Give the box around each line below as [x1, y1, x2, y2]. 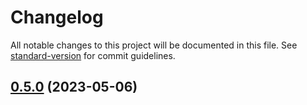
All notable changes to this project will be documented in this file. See [10, 39, 298, 51]
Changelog [10, 6, 104, 29]
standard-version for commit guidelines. [10, 49, 176, 61]
